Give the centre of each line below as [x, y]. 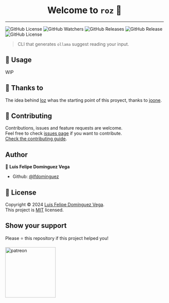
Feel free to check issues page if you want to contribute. [64, 134]
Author [16, 155]
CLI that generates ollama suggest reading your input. [73, 44]
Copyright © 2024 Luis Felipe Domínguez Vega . [55, 204]
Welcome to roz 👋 [84, 10]
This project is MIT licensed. [34, 210]
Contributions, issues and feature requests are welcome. [64, 128]
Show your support [36, 226]
